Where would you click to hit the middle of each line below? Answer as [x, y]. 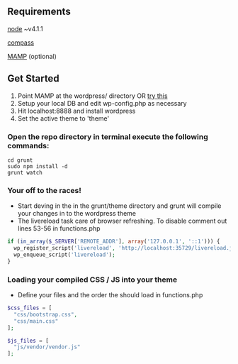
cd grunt [20, 160]
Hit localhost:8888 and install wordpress [76, 111]
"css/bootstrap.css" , [46, 314]
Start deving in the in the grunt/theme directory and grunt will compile [119, 206]
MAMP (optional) [32, 56]
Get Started [33, 78]
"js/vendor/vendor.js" [47, 347]
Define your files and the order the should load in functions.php [110, 295]
